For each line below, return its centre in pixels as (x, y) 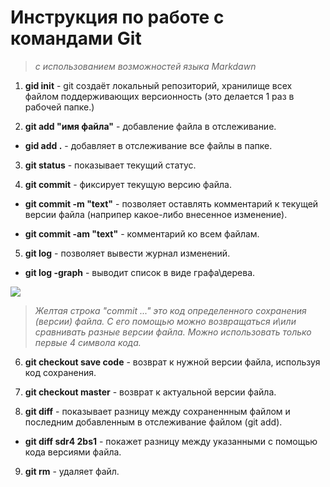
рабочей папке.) (59, 107)
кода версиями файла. (73, 452)
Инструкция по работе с (117, 17)
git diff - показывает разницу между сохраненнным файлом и (157, 411)
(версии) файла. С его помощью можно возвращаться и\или (165, 321)
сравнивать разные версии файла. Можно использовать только (173, 332)
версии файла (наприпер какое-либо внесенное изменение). (156, 214)
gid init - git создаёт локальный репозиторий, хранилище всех (158, 85)
